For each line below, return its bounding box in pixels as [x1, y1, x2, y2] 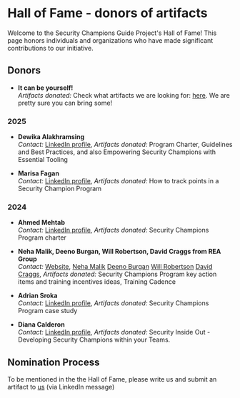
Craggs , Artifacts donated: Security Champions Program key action [17, 270, 217, 279]
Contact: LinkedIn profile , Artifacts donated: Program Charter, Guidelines [17, 141, 233, 149]
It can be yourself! [17, 83, 74, 92]
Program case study [17, 307, 78, 315]
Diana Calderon [17, 320, 66, 329]
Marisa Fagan [17, 169, 59, 178]
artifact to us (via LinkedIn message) [7, 383, 115, 392]
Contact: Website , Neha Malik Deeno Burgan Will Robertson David [17, 262, 213, 271]
